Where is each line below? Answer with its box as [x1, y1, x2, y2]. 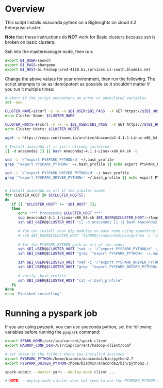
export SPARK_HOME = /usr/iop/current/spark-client [5, 338, 108, 343]
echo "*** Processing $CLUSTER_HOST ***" [17, 211, 103, 216]
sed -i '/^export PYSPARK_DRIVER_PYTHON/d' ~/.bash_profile [5, 171, 130, 176]
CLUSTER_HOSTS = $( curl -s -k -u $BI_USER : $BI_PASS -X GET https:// [5, 122, 145, 127]
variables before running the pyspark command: [5, 329, 100, 335]
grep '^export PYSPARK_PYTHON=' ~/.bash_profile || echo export [5, 162, 138, 167]
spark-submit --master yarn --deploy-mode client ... [5, 370, 116, 374]
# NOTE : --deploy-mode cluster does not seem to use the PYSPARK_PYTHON [5, 378, 155, 383]
